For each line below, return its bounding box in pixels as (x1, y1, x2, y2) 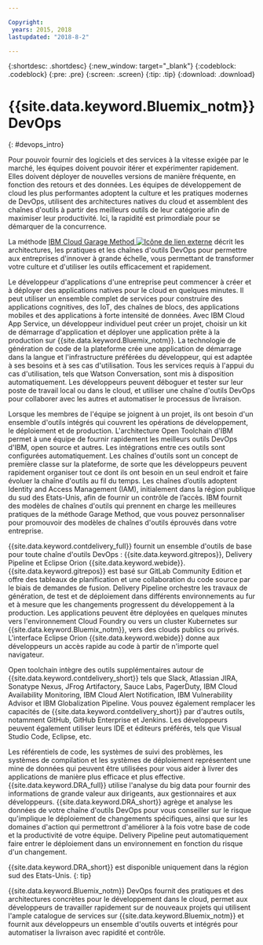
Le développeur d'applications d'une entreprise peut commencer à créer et (8, 277, 252, 287)
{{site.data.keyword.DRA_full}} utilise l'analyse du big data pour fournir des (8, 781, 251, 790)
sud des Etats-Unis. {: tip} (8, 871, 92, 881)
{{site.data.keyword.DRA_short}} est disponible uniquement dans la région (8, 863, 249, 872)
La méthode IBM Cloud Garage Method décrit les (8, 237, 245, 247)
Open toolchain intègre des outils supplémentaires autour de (8, 665, 204, 675)
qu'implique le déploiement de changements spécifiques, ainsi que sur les (8, 814, 249, 823)
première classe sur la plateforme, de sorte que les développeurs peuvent (8, 460, 247, 469)
